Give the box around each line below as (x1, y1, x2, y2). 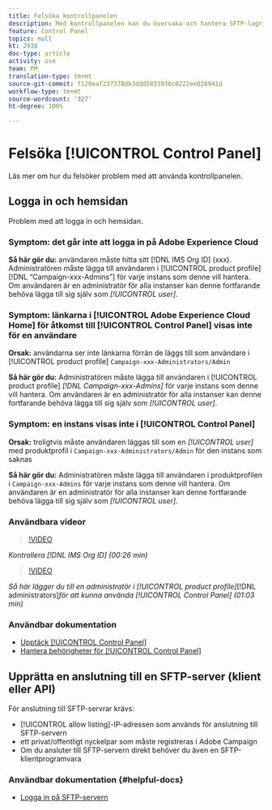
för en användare (8, 330, 78, 341)
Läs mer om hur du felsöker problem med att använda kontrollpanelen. (8, 171, 243, 181)
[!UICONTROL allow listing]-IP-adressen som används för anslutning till (19, 719, 258, 730)
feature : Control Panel (8, 27, 89, 35)
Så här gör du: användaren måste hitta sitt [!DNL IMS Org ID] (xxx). (8, 255, 232, 264)
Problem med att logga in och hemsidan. (8, 216, 143, 225)
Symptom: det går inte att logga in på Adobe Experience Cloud (8, 236, 259, 247)
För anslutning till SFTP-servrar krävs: (8, 704, 135, 714)
